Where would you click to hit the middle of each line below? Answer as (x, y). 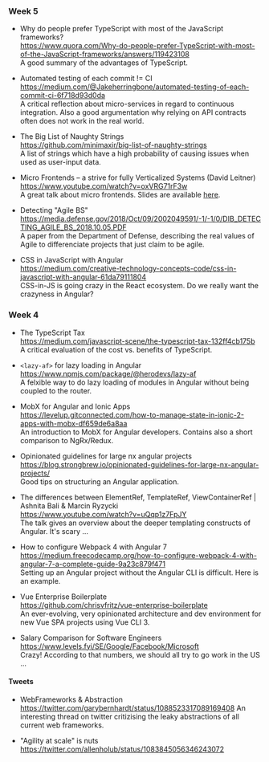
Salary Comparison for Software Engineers (91, 638)
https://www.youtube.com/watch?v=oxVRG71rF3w (104, 186)
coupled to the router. (56, 390)
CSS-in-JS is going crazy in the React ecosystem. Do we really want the (139, 286)
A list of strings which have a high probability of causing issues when (134, 153)
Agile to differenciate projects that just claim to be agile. (112, 244)
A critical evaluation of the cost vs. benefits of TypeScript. (116, 349)
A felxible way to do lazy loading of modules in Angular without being (134, 382)
